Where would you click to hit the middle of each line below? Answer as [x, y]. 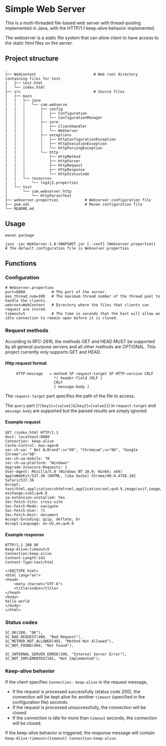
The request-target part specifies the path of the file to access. [70, 396]
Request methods [27, 330]
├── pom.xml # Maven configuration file [74, 204]
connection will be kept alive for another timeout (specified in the [79, 696]
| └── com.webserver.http [38, 191]
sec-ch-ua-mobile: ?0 [27, 458]
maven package [20, 235]
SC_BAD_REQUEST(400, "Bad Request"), [44, 637]
